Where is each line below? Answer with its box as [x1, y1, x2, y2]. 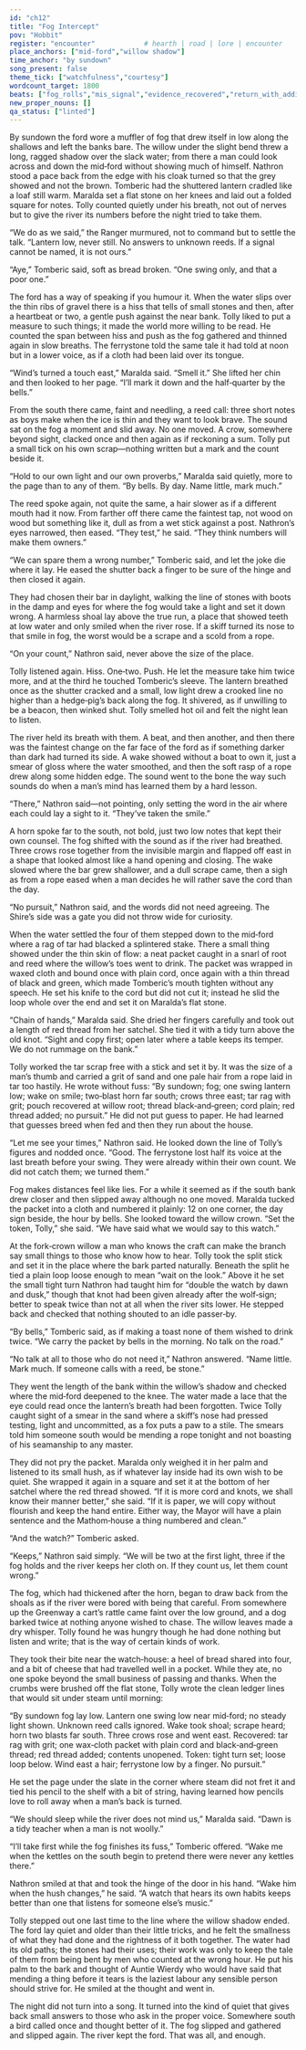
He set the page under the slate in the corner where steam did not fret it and [9, 1777, 296, 1788]
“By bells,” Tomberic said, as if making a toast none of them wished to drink [9, 1326, 293, 1338]
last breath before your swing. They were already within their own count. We [9, 1157, 297, 1168]
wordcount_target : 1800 [9, 81, 100, 90]
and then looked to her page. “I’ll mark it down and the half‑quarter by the [9, 377, 286, 388]
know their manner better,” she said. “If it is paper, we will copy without [9, 1496, 276, 1507]
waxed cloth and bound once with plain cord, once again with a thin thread [9, 968, 290, 979]
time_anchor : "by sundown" [9, 56, 112, 65]
